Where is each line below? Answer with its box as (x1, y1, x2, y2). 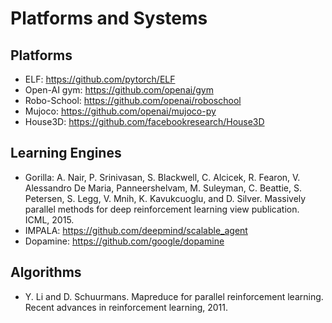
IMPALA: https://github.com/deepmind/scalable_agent (24, 224, 248, 236)
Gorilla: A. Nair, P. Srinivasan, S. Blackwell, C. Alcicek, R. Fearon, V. (24, 171, 301, 183)
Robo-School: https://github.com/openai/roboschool (24, 95, 242, 106)
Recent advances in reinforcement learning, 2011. (24, 301, 228, 313)
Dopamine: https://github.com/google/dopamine (24, 235, 225, 247)
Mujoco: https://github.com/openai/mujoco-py (24, 105, 217, 117)
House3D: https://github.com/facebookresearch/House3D (24, 116, 265, 127)
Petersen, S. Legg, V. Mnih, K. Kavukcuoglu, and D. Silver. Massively (24, 192, 307, 204)
